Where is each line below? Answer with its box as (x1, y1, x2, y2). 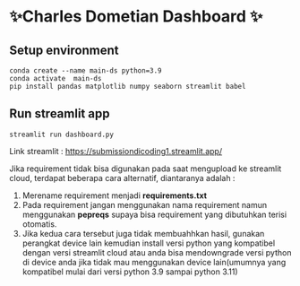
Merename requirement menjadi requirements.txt (21, 190, 208, 201)
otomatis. (21, 218, 57, 230)
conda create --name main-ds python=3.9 (9, 66, 163, 75)
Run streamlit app (9, 106, 110, 122)
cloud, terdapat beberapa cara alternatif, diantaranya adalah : (9, 172, 236, 183)
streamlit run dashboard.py (9, 130, 115, 139)
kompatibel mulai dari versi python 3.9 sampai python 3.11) (21, 266, 239, 277)
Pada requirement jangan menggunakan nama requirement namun (21, 199, 268, 210)
